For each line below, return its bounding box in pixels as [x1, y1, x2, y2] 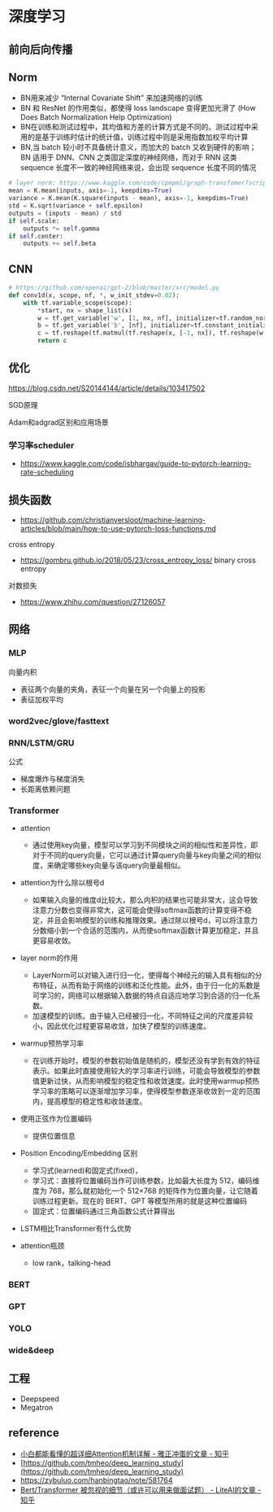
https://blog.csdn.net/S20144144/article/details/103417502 [8, 383, 206, 393]
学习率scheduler [8, 439, 75, 451]
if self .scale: [8, 216, 60, 225]
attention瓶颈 [19, 1241, 65, 1251]
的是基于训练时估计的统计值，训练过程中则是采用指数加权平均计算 [27, 132, 249, 142]
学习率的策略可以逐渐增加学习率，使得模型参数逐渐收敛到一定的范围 [32, 1086, 261, 1096]
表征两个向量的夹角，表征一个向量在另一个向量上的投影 [19, 684, 206, 694]
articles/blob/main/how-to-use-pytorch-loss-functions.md [19, 524, 217, 533]
